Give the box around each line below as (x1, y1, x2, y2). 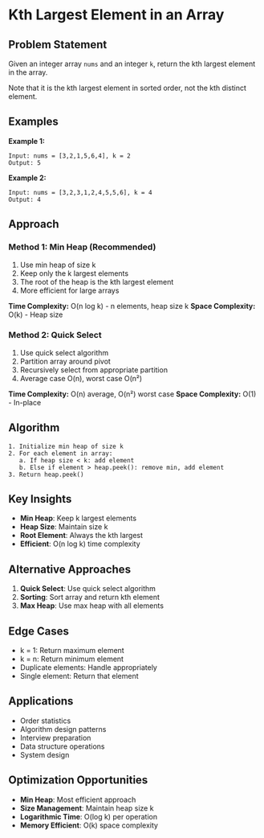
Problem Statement (8, 38, 108, 51)
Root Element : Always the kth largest (19, 531, 143, 540)
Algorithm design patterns (19, 724, 107, 733)
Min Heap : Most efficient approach (19, 795, 136, 804)
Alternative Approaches (8, 562, 131, 576)
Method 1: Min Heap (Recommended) (8, 241, 156, 253)
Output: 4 (8, 195, 42, 203)
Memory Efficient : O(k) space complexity (19, 820, 159, 830)
